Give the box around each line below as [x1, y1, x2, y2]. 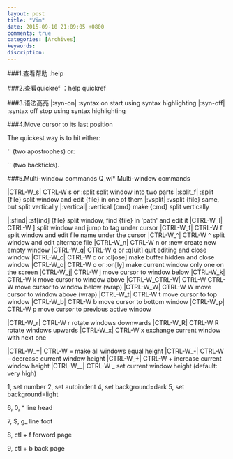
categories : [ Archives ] [7, 36, 77, 43]
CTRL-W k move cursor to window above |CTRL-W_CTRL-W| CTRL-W [7, 275, 206, 283]
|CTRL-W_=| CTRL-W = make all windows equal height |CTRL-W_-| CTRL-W [7, 347, 225, 355]
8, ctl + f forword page [7, 430, 72, 439]
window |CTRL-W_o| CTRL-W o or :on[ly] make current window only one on [7, 260, 225, 269]
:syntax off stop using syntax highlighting [7, 106, 126, 115]
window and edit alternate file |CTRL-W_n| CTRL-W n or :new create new [7, 238, 216, 246]
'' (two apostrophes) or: [7, 147, 75, 156]
